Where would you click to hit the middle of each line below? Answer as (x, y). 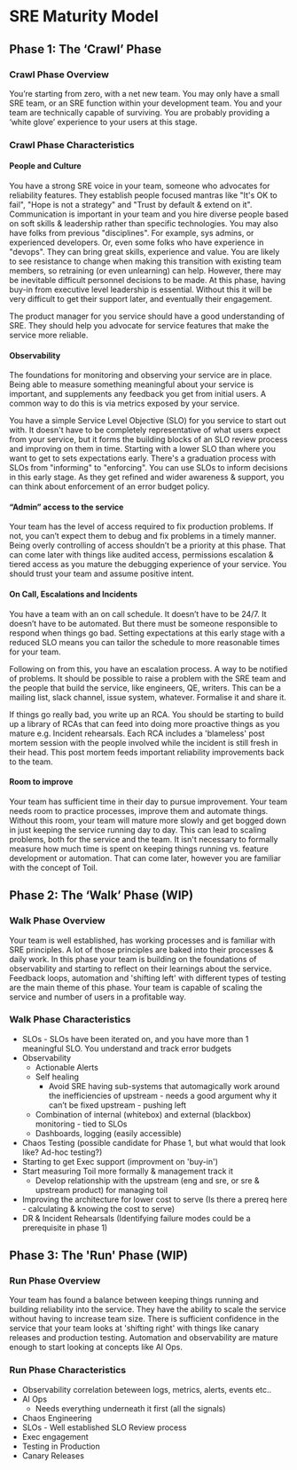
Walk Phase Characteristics (70, 1020)
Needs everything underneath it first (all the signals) (130, 1408)
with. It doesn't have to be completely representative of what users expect (145, 430)
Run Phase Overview (55, 1281)
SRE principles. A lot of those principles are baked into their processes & (141, 949)
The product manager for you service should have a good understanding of (147, 316)
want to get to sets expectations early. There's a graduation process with (143, 458)
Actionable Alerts (67, 1067)
